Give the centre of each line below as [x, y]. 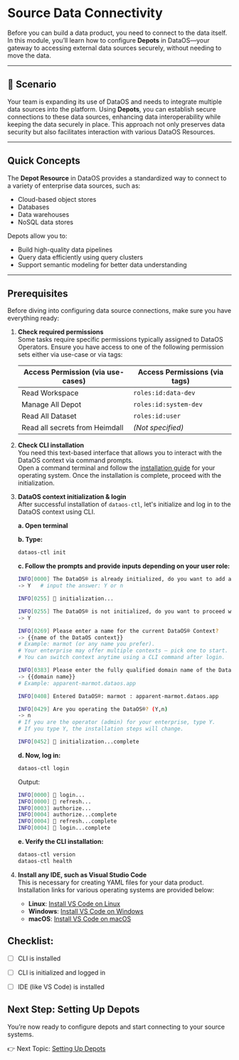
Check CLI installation [51, 445]
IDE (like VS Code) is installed [61, 987]
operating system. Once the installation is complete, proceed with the [119, 476]
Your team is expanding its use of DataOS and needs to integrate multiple [115, 102]
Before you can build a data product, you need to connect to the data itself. [117, 33]
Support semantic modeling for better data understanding [102, 264]
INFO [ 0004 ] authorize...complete [67, 815]
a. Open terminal [43, 526]
